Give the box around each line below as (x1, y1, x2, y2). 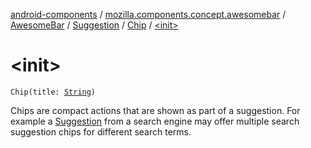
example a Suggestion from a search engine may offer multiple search (10, 115, 300, 127)
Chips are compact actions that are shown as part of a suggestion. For (10, 104, 301, 116)
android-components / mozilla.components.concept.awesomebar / (10, 9, 287, 20)
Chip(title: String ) (10, 87, 97, 97)
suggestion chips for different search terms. (10, 125, 192, 138)
